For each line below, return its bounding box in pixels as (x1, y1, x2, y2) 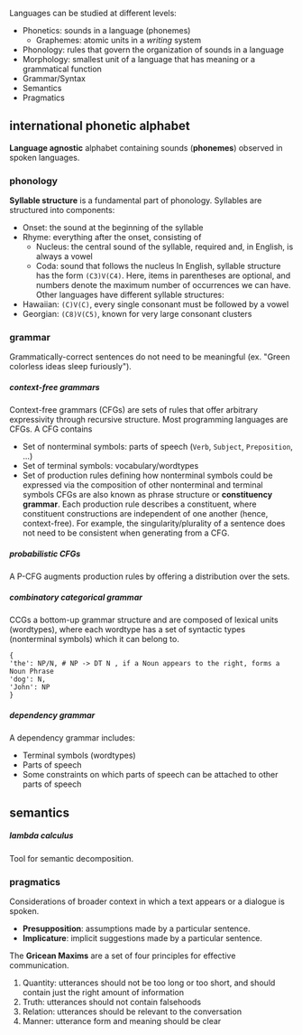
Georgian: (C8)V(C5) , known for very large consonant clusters (22, 309, 252, 320)
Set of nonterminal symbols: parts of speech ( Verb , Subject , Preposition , (22, 442, 293, 452)
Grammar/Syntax (22, 73, 86, 84)
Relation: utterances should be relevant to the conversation (22, 1006, 242, 1017)
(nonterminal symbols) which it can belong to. (9, 634, 180, 645)
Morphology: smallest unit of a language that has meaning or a (22, 54, 255, 64)
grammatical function (22, 63, 102, 74)
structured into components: (9, 205, 115, 216)
